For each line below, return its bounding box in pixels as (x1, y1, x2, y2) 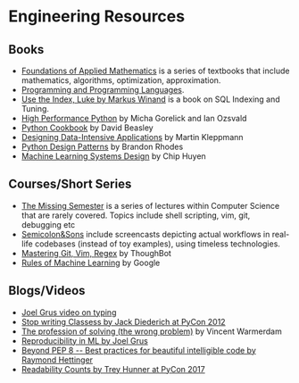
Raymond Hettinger (21, 354, 94, 365)
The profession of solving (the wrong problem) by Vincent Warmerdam (21, 326, 282, 337)
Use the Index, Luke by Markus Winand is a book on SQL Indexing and (21, 94, 280, 104)
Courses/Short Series (8, 177, 132, 192)
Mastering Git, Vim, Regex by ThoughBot (21, 247, 171, 258)
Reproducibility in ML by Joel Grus (21, 335, 148, 346)
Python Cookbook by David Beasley (21, 122, 154, 133)
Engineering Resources (8, 6, 185, 27)
